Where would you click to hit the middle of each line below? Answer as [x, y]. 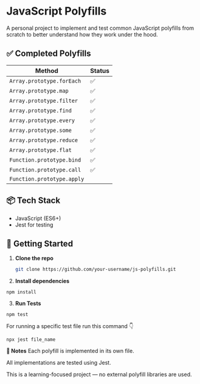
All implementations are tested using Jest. [59, 363]
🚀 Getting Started [40, 243]
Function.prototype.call [45, 170]
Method [47, 70]
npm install [21, 292]
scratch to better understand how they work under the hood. [82, 34]
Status [100, 70]
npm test [17, 315]
